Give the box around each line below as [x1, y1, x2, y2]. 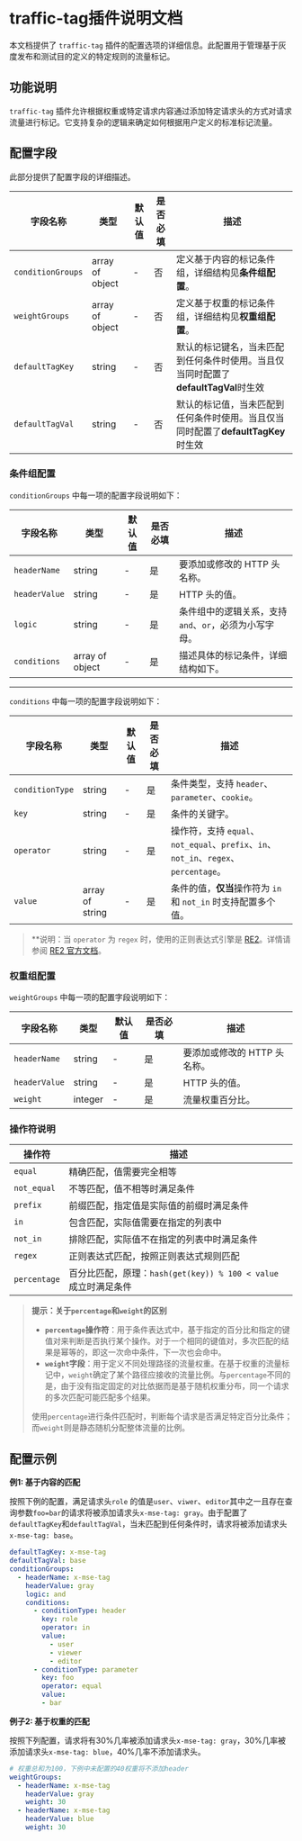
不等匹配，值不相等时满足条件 [68, 1183, 195, 1196]
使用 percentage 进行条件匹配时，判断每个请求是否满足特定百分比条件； [31, 1411, 293, 1422]
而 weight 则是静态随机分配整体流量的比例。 [31, 1422, 191, 1433]
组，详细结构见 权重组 [176, 310, 267, 322]
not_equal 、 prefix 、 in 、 [170, 838, 277, 851]
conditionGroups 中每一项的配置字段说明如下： [9, 490, 182, 501]
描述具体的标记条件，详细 [179, 649, 288, 662]
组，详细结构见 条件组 [176, 266, 267, 279]
